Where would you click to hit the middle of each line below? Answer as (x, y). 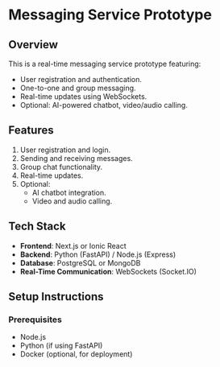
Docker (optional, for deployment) (76, 354)
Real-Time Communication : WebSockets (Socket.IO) (108, 271)
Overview (33, 45)
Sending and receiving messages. (76, 158)
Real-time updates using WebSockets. (83, 97)
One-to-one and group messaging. (78, 88)
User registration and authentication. (81, 79)
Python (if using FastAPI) (61, 346)
